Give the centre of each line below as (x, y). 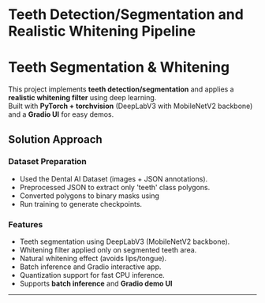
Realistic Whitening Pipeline (102, 31)
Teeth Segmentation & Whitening (119, 67)
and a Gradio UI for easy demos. (61, 114)
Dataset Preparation (47, 162)
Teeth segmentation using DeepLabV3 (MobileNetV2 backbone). (125, 241)
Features (26, 224)
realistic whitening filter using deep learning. (82, 98)
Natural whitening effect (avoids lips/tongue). (93, 259)
